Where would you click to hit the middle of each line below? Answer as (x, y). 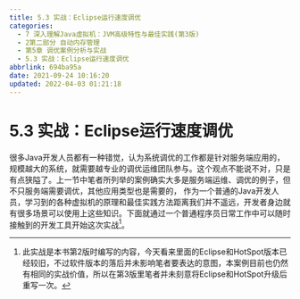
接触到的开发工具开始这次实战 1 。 (69, 224)
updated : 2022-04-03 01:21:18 (66, 84)
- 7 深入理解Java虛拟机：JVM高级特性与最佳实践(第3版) (108, 34)
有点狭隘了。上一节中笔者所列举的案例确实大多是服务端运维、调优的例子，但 (150, 179)
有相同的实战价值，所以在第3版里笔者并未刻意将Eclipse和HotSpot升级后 (154, 274)
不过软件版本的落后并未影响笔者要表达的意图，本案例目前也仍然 (171, 263)
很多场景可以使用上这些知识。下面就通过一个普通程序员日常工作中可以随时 (154, 213)
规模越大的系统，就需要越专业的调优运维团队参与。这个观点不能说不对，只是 (150, 168)
